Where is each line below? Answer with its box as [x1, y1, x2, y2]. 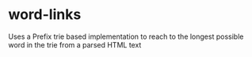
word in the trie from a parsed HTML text [8, 40, 142, 49]
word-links [8, 6, 82, 24]
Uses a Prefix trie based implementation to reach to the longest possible [8, 32, 244, 41]
